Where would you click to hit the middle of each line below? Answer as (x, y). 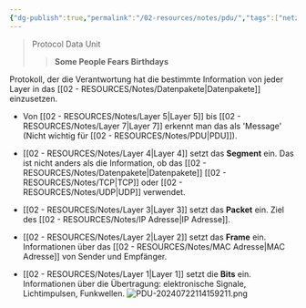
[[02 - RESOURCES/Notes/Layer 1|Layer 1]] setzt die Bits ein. (137, 273)
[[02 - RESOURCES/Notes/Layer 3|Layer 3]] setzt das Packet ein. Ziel (153, 210)
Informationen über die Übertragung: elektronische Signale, (134, 283)
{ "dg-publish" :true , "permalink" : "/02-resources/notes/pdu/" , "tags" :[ (144, 18)
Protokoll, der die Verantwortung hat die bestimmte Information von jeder (147, 79)
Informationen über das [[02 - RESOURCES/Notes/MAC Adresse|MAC (153, 246)
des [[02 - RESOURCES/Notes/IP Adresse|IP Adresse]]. (126, 219)
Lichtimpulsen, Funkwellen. (74, 293)
